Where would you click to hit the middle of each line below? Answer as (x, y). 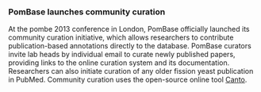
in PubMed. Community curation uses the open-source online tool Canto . (128, 80)
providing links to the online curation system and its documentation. (119, 63)
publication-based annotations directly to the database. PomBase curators (130, 46)
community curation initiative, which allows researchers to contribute (121, 37)
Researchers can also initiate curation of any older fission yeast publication (131, 71)
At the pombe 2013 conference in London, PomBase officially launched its (129, 29)
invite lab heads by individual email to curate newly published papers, (122, 55)
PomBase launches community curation (87, 12)
